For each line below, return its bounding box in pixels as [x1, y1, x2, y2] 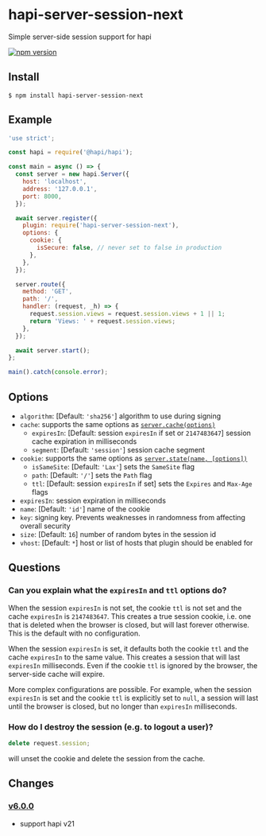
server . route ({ [15, 280, 66, 288]
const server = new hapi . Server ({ [15, 170, 129, 178]
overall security [19, 521, 71, 531]
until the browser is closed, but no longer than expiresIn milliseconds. [8, 702, 237, 711]
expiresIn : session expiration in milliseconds [19, 496, 167, 505]
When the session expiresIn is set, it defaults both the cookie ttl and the [8, 644, 249, 653]
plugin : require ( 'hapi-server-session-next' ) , [22, 221, 179, 230]
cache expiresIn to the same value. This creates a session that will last [8, 652, 241, 662]
